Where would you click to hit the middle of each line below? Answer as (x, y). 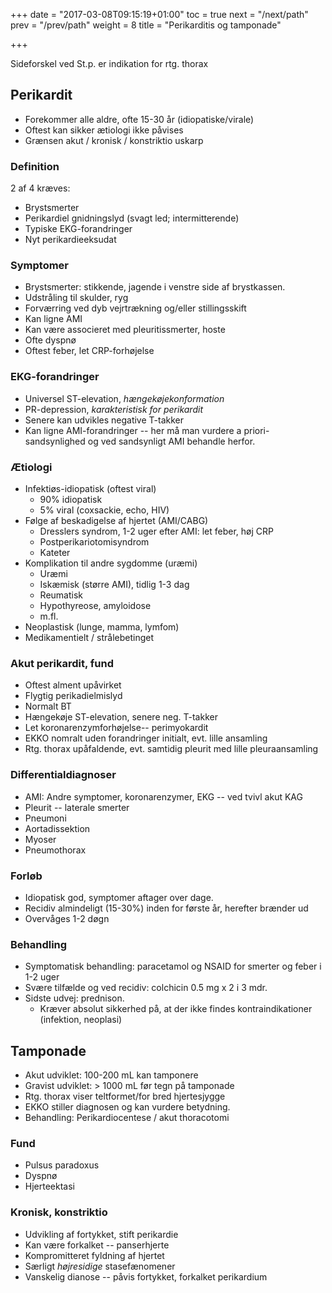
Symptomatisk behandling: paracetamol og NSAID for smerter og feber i (173, 966)
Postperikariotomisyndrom (94, 542)
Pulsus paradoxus (62, 1165)
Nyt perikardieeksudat (70, 240)
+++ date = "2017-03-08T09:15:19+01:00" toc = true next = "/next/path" (159, 14)
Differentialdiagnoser (63, 775)
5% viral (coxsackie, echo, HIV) (104, 510)
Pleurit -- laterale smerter (77, 807)
